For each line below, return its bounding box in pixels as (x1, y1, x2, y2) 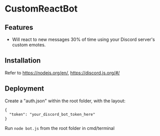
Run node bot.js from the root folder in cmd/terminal (5, 125, 115, 131)
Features (5, 23, 33, 32)
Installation (5, 56, 41, 65)
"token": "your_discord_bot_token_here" (9, 112, 95, 117)
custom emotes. (12, 42, 46, 48)
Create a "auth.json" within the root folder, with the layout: (5, 98, 126, 104)
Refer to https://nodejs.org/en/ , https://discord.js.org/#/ (5, 70, 120, 76)
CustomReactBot (5, 3, 78, 15)
